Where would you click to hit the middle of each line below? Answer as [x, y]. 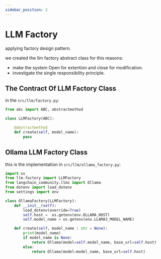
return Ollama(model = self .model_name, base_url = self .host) [94, 242]
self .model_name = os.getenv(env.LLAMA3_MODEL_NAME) [79, 220]
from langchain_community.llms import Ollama [53, 183]
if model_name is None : [47, 238]
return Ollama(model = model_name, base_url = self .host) [88, 252]
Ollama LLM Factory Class [46, 152]
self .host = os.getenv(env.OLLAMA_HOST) [67, 215]
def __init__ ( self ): [35, 205]
